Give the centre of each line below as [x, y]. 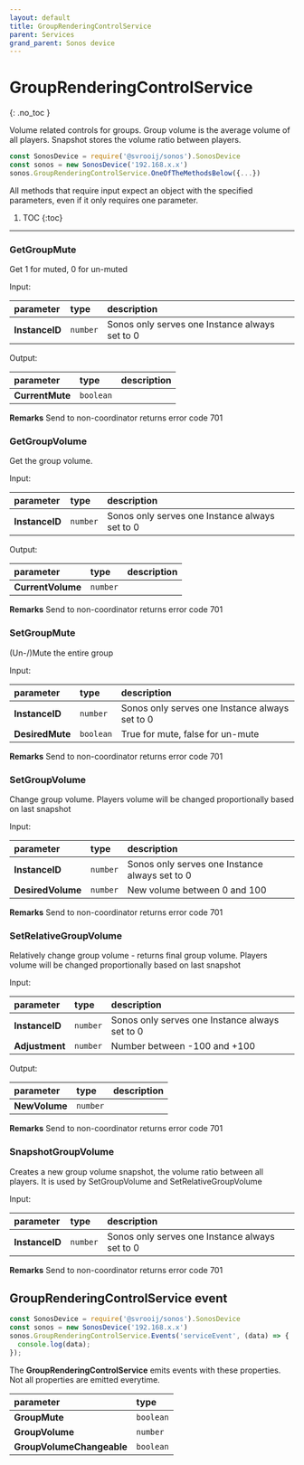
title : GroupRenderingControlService [81, 26]
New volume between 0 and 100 [197, 890]
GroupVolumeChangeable [71, 1446]
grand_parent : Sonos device [62, 43]
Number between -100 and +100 [183, 1046]
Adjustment [40, 1046]
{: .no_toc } [30, 113]
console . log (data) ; [54, 1345]
